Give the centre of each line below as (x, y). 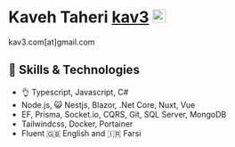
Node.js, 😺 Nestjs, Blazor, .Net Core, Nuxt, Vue (108, 104)
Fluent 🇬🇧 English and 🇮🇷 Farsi (81, 133)
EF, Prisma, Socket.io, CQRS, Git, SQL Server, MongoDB (124, 114)
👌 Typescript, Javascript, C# (75, 92)
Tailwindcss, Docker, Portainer (77, 124)
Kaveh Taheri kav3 (79, 17)
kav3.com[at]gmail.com (52, 42)
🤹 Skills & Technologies (74, 70)
